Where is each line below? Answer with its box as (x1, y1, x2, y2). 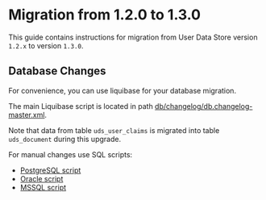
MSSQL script (19, 182, 67, 192)
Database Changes (8, 65, 106, 78)
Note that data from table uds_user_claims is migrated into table (8, 125, 220, 135)
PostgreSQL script (19, 165, 81, 175)
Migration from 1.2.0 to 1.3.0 (8, 6, 202, 24)
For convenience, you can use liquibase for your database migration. (8, 85, 236, 95)
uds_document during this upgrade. (8, 134, 122, 144)
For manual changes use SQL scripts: (8, 149, 133, 159)
